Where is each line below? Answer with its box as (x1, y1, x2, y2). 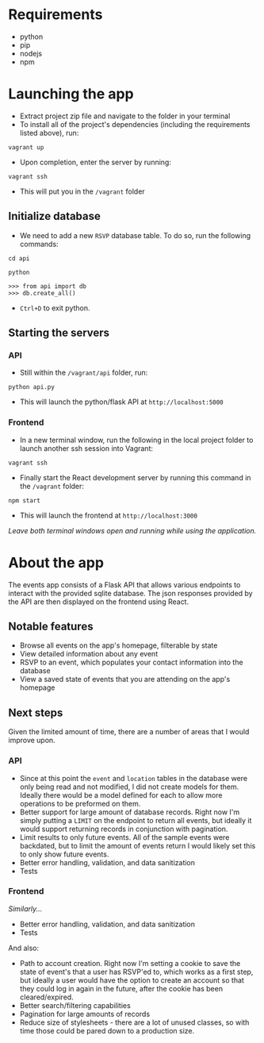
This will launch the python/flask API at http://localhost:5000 (19, 397, 224, 406)
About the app (8, 553, 105, 572)
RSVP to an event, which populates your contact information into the (19, 657, 243, 668)
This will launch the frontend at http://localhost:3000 (19, 510, 198, 520)
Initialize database (8, 210, 101, 223)
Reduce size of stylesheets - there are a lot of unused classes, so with (19, 1018, 250, 1027)
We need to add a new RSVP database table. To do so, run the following (19, 230, 251, 240)
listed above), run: (19, 128, 79, 137)
